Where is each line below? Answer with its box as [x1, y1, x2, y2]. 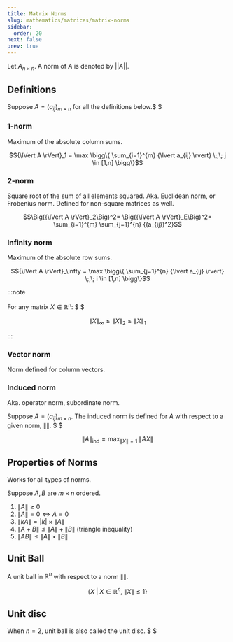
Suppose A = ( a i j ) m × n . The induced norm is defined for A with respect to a [7, 412, 224, 422]
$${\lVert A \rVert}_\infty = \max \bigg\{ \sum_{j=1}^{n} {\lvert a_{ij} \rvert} [10, 267, 225, 276]
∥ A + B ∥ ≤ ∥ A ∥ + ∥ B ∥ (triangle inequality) [17, 525, 133, 533]
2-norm [7, 176, 34, 185]
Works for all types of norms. [7, 475, 92, 483]
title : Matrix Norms [7, 10, 68, 17]
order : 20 [13, 29, 42, 37]
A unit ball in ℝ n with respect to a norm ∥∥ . [7, 571, 129, 580]
